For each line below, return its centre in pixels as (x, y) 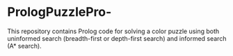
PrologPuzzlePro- (59, 12)
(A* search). (24, 46)
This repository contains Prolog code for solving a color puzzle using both (113, 31)
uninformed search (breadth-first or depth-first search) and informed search (117, 38)
